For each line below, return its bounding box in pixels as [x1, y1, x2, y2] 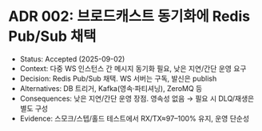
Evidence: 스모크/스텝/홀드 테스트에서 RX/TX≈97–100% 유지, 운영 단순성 [19, 113, 250, 123]
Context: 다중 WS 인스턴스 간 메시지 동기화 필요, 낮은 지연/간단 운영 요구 [19, 63, 247, 73]
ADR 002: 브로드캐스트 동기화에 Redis [8, 7, 251, 26]
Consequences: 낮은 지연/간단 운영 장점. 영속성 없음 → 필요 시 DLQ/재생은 [19, 93, 255, 103]
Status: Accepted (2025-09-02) [19, 54, 125, 64]
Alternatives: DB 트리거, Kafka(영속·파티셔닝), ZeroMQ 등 [19, 83, 203, 93]
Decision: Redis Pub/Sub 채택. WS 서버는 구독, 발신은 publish [19, 73, 217, 83]
